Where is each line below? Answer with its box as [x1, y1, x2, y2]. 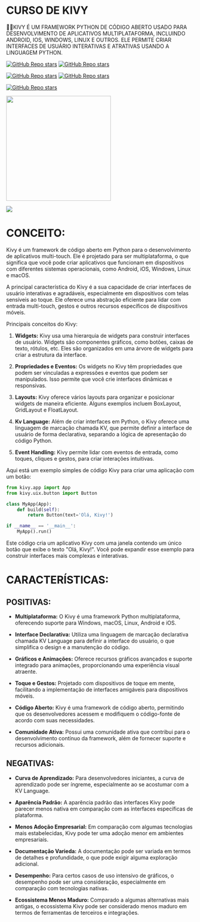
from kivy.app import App [6, 484, 70, 491]
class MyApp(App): [6, 501, 52, 507]
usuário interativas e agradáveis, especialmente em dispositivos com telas [6, 289, 189, 297]
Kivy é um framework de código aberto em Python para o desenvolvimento [6, 246, 191, 253]
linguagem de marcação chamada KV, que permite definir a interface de [14, 424, 192, 431]
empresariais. [14, 836, 49, 843]
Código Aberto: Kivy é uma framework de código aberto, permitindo [14, 704, 184, 711]
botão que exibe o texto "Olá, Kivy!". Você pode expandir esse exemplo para [6, 546, 195, 552]
